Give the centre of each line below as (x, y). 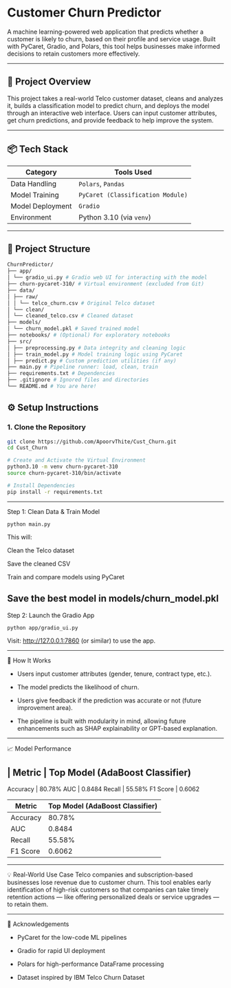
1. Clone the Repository (46, 427)
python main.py (29, 524)
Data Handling (34, 184)
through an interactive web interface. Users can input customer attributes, (112, 113)
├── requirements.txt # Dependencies (61, 374)
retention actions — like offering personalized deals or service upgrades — (113, 897)
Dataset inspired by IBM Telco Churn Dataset (81, 978)
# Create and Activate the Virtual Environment (77, 460)
